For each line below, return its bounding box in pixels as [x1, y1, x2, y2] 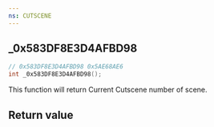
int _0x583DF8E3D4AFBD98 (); [8, 70, 103, 79]
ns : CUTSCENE [8, 11, 52, 20]
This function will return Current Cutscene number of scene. [8, 85, 208, 95]
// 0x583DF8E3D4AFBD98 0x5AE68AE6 [8, 63, 124, 71]
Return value [8, 108, 74, 121]
